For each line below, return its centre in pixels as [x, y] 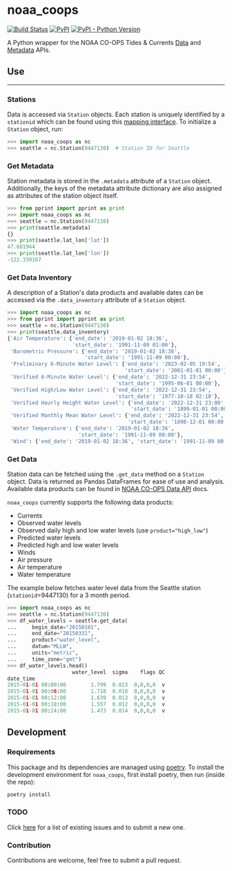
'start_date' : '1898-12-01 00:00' [177, 422]
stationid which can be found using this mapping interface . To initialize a [112, 122]
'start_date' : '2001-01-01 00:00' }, [177, 371]
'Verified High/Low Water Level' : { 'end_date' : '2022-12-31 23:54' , [111, 389]
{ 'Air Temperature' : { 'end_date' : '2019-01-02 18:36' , [88, 338]
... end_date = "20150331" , [51, 634]
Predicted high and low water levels [68, 544]
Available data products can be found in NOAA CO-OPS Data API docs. [108, 488]
